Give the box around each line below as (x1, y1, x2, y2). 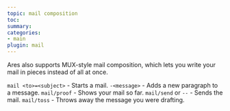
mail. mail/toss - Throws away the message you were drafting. (7, 96, 185, 103)
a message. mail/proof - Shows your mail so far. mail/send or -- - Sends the (7, 88, 223, 97)
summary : (7, 23, 32, 29)
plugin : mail (7, 42, 44, 49)
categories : (7, 29, 41, 36)
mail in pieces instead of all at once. (7, 68, 108, 76)
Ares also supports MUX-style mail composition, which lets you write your (7, 61, 216, 69)
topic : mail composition (7, 10, 78, 17)
